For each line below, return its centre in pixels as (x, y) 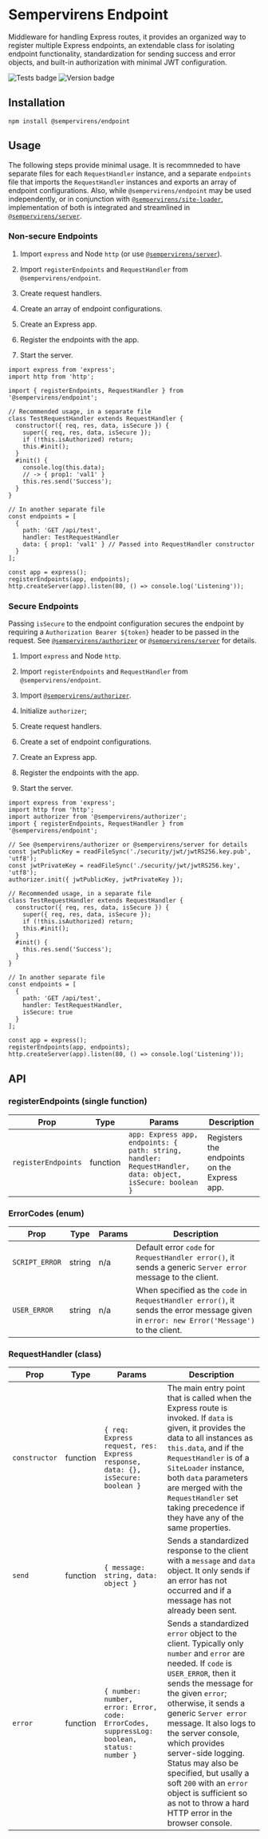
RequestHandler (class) (55, 1355)
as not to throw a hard (208, 1803)
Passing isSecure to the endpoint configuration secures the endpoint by (126, 623)
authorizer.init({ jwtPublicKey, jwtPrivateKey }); (96, 880)
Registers (225, 1137)
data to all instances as (210, 1438)
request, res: (131, 1446)
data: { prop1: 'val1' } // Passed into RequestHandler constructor (139, 544)
